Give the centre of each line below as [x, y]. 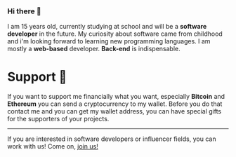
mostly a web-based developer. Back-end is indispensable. [94, 49]
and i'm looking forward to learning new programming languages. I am [109, 41]
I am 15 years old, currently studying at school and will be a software [107, 27]
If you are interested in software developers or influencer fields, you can [112, 139]
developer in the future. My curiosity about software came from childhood [115, 34]
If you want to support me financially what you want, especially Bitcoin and [116, 97]
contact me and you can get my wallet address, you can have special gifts [114, 111]
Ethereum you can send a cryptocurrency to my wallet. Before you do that [115, 104]
